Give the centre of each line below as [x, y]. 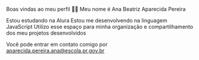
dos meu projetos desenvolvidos [46, 33]
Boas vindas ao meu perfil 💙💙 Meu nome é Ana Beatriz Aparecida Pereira [96, 9]
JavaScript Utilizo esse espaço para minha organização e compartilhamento [100, 27]
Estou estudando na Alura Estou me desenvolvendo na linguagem [87, 20]
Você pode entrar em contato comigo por [57, 44]
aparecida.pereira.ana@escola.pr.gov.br [55, 51]
